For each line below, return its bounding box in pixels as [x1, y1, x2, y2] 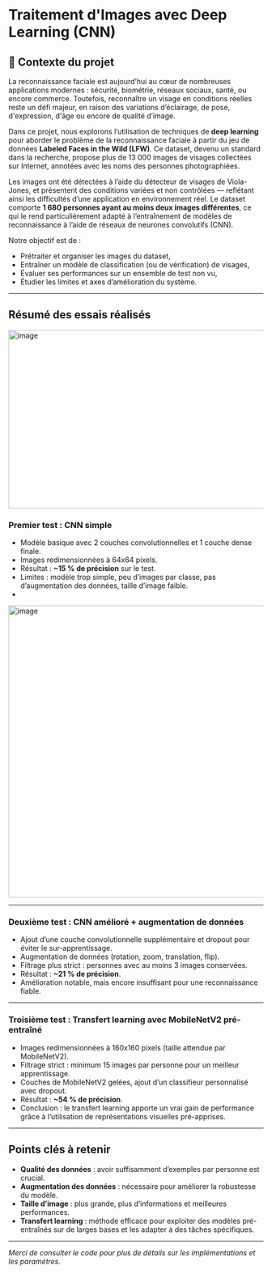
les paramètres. [8, 1256, 62, 1266]
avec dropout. [19, 1085, 67, 1095]
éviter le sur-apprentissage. [19, 944, 113, 953]
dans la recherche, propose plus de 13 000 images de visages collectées [8, 152, 253, 162]
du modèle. [19, 1190, 58, 1199]
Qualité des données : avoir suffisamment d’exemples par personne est [19, 1164, 260, 1174]
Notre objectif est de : [8, 236, 82, 245]
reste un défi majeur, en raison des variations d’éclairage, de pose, [8, 103, 231, 112]
